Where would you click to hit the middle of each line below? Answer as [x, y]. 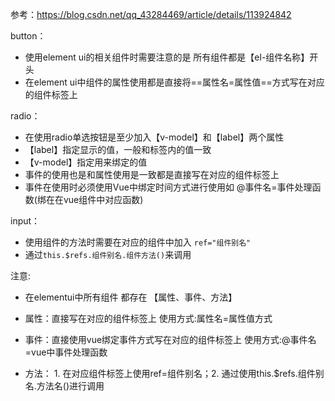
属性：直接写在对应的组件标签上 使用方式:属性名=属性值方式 [148, 318]
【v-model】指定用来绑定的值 [86, 162]
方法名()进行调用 [70, 386]
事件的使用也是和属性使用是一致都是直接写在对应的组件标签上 [152, 174]
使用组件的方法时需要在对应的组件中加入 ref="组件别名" [138, 242]
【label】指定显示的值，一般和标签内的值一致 [118, 149]
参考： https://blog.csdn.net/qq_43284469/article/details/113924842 [151, 14]
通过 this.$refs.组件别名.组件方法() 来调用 [108, 254]
